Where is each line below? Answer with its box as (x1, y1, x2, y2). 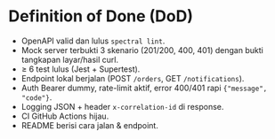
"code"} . (20, 91, 53, 103)
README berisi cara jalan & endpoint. (20, 120, 159, 130)
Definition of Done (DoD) (8, 6, 193, 27)
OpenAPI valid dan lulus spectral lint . (20, 35, 166, 46)
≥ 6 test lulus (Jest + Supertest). (20, 64, 141, 74)
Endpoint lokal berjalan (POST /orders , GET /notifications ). (20, 73, 245, 83)
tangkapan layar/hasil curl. (20, 54, 119, 65)
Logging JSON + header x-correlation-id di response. (20, 101, 224, 112)
